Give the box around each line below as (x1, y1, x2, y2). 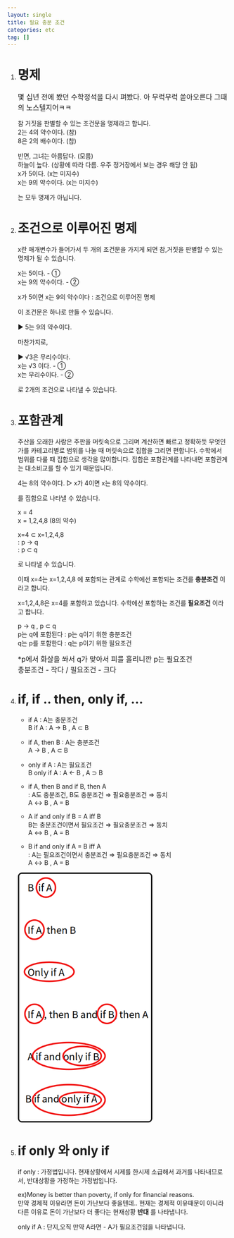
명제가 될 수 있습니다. (17, 254, 76, 262)
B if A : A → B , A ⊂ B (27, 724, 89, 732)
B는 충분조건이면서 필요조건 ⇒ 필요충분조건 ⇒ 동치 (27, 820, 168, 829)
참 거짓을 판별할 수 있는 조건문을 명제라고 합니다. (17, 119, 151, 128)
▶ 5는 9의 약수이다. (17, 323, 72, 332)
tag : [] (7, 34, 30, 41)
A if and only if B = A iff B (27, 812, 101, 820)
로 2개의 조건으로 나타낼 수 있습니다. (17, 385, 117, 394)
